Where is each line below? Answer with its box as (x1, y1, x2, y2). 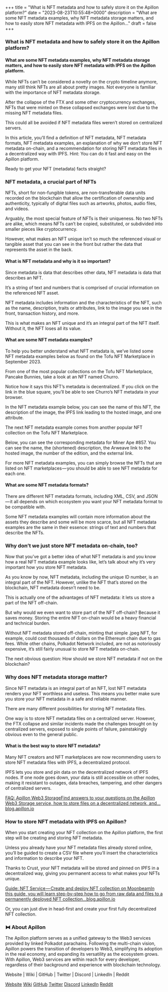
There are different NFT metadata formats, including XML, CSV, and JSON (5, 493, 158, 499)
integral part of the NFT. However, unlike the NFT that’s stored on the (5, 579, 147, 585)
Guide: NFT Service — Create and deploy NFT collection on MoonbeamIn (5, 885, 155, 891)
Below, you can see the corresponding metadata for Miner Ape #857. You (5, 439, 156, 445)
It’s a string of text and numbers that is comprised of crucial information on (5, 284, 159, 291)
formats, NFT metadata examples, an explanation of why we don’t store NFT (5, 140, 162, 146)
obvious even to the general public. (5, 731, 78, 737)
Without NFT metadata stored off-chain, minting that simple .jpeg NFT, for (5, 630, 157, 636)
